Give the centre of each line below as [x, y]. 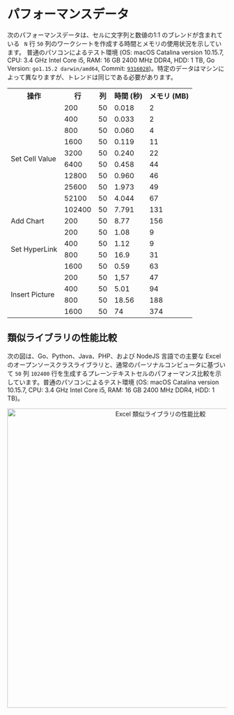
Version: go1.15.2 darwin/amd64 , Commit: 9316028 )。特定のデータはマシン [113, 68]
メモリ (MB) [169, 96]
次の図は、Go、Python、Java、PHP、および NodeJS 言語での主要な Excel [114, 356]
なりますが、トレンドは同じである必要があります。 [104, 77]
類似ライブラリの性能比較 [62, 338]
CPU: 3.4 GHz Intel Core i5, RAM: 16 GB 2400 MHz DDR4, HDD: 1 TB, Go [111, 60]
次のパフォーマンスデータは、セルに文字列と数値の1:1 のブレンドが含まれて [115, 35]
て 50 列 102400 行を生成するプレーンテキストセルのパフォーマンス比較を [111, 373]
